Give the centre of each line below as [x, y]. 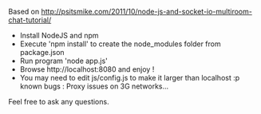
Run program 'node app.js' [63, 61]
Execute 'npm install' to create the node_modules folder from [120, 44]
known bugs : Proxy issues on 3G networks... [94, 86]
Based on [24, 12]
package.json [42, 52]
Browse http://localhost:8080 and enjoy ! [87, 69]
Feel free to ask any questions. [59, 102]
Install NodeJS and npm [59, 35]
